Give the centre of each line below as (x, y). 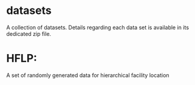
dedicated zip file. (29, 33)
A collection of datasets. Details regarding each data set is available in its (98, 27)
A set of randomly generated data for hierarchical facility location (88, 75)
